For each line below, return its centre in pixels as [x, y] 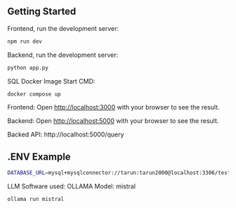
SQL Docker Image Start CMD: [51, 81]
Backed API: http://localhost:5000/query [66, 135]
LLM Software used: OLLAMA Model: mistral [71, 186]
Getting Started [42, 12]
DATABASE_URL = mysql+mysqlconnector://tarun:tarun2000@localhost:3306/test [119, 173]
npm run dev [25, 41]
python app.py [28, 67]
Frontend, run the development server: [63, 28]
